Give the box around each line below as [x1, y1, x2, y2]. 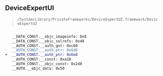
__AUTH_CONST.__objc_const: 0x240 [11, 61, 82, 67]
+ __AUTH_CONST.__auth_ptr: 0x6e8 [5, 52, 78, 57]
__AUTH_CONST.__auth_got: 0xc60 [11, 43, 78, 48]
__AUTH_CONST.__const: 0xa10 [11, 57, 71, 62]
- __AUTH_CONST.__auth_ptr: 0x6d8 [5, 48, 78, 53]
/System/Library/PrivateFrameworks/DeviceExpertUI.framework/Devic [17, 17, 158, 22]
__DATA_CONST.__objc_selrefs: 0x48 [11, 39, 84, 44]
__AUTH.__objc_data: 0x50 [11, 66, 65, 71]
